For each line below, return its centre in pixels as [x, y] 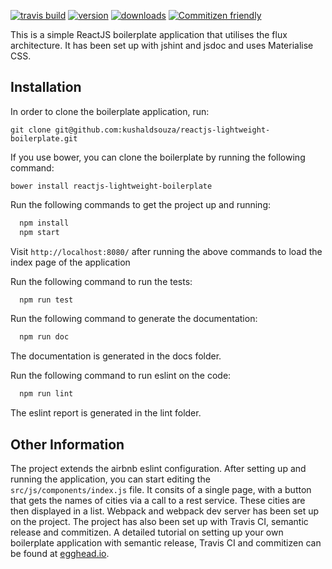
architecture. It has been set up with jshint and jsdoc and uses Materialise [162, 45]
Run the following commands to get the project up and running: [141, 204]
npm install [44, 223]
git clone [31, 130]
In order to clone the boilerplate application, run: [110, 111]
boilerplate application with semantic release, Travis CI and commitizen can [166, 543]
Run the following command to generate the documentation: [134, 319]
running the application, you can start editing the [110, 479]
